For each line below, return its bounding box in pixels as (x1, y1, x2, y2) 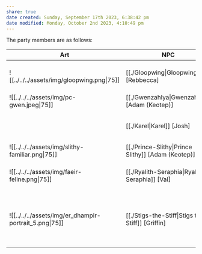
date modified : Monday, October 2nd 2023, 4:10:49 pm (6, 20, 144, 26)
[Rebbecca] (126, 76, 159, 84)
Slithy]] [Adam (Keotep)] (126, 150, 195, 159)
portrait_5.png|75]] (9, 219, 64, 228)
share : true (6, 8, 36, 15)
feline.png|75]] (9, 175, 52, 184)
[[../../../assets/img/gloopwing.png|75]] (9, 76, 120, 84)
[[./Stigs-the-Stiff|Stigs (126, 211, 194, 220)
